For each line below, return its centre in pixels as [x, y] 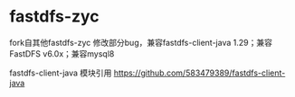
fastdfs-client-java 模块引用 [61, 73]
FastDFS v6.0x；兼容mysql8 [62, 53]
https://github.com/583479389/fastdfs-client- [200, 73]
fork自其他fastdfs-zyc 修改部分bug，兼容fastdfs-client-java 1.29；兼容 [141, 42]
